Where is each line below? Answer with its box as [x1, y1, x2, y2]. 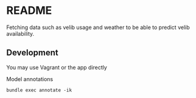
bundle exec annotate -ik [6, 87, 72, 93]
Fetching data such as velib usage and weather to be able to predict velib [6, 24, 190, 31]
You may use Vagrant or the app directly [6, 64, 108, 71]
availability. [6, 30, 35, 37]
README [6, 4, 52, 18]
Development [6, 48, 59, 58]
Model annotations [6, 75, 54, 82]
